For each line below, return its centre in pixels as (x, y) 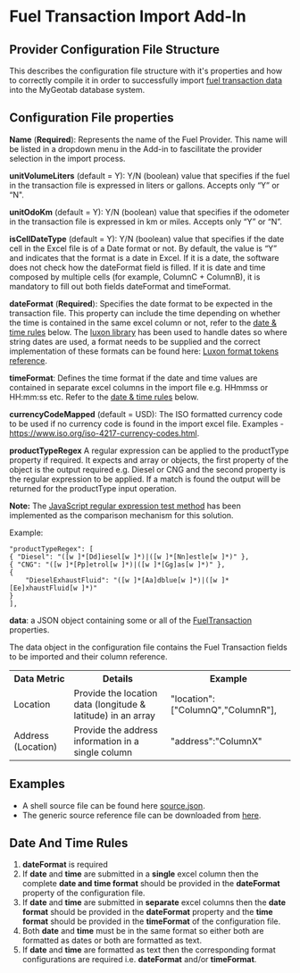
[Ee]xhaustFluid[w (43, 588)
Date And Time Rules (69, 843)
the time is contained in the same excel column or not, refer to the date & (143, 323)
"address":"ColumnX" (217, 741)
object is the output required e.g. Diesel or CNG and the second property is (147, 469)
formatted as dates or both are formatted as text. (112, 941)
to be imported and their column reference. (88, 656)
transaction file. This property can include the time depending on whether (145, 313)
